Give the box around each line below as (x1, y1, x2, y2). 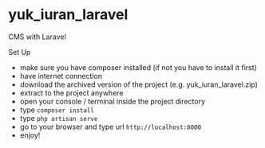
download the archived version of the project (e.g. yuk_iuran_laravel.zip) (19, 80, 258, 89)
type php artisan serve (19, 113, 98, 123)
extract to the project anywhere (19, 88, 124, 97)
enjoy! (19, 130, 41, 140)
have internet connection (19, 71, 102, 80)
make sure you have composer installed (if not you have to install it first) (19, 62, 257, 72)
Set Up (8, 47, 31, 56)
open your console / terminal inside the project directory (19, 96, 206, 106)
